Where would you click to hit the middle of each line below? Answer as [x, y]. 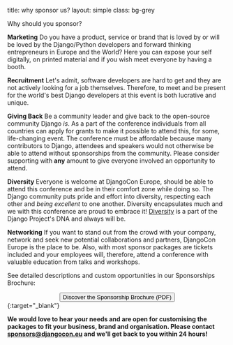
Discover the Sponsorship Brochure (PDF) [117, 297]
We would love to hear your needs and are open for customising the [107, 319]
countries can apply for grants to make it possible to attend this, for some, [113, 131]
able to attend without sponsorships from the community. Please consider [113, 153]
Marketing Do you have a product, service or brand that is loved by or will [113, 37]
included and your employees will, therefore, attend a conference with [108, 255]
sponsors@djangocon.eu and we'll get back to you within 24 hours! [107, 334]
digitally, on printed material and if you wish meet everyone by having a [110, 59]
